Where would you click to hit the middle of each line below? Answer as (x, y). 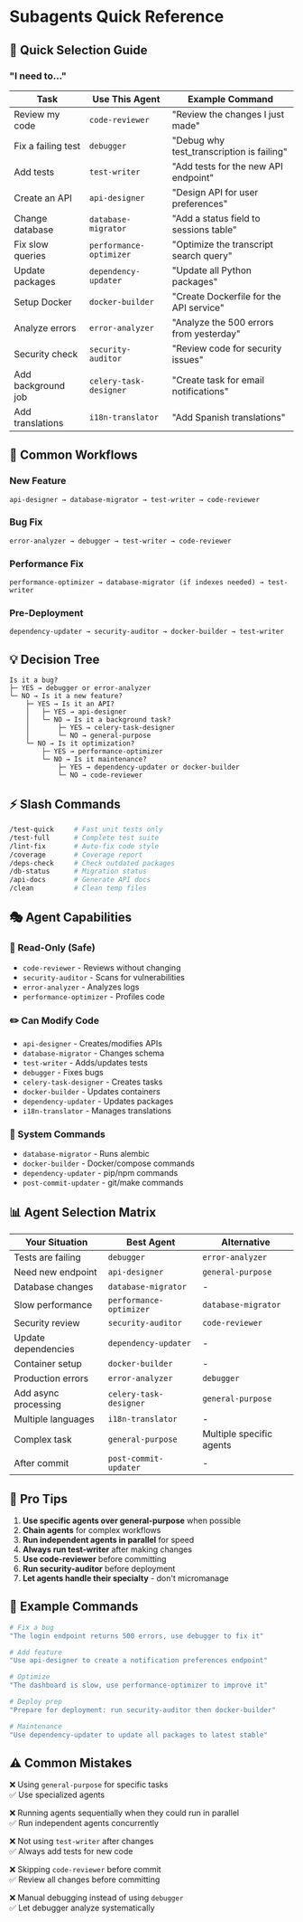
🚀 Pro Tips (38, 1499)
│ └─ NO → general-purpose (88, 736)
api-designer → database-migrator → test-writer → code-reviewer (134, 499)
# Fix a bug (32, 1627)
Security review (47, 1323)
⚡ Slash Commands (65, 804)
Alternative (245, 1243)
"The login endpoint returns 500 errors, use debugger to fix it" (137, 1636)
